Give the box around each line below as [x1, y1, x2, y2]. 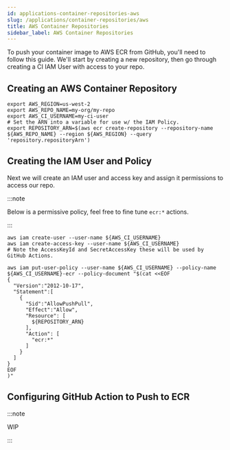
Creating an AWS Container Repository [7, 82, 177, 94]
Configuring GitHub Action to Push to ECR [7, 391, 190, 403]
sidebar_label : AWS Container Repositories [7, 29, 134, 36]
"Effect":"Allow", [25, 306, 78, 313]
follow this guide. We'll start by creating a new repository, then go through [7, 56, 217, 64]
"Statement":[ [13, 288, 54, 295]
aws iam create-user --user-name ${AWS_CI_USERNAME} [7, 234, 161, 241]
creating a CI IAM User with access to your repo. [7, 63, 145, 71]
